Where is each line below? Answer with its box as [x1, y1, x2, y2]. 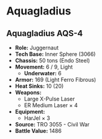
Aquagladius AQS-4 [6, 28, 83, 39]
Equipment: [14, 108, 45, 115]
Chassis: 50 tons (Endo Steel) [14, 57, 91, 64]
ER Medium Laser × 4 [24, 102, 78, 109]
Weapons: [14, 89, 42, 96]
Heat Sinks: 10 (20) [14, 82, 64, 90]
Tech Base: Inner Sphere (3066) [14, 51, 96, 58]
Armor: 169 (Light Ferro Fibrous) [14, 76, 97, 83]
